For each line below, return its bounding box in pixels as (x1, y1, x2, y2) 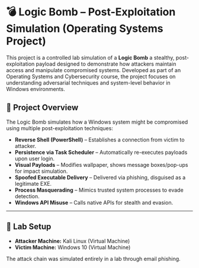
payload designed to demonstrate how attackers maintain (36, 60, 176, 67)
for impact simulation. (14, 167, 68, 175)
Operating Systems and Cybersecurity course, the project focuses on (6, 73, 176, 80)
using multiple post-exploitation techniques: (6, 124, 114, 131)
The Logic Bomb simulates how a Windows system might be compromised (6, 118, 188, 125)
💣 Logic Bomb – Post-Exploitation (6, 5, 176, 19)
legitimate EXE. (14, 180, 52, 187)
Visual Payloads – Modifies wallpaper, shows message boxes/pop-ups (14, 161, 188, 168)
